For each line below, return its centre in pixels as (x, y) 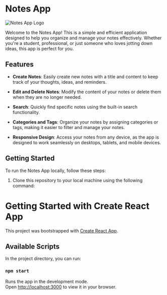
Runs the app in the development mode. (47, 281)
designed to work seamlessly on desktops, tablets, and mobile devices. (87, 142)
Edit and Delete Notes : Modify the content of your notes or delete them (87, 92)
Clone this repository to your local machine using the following (77, 180)
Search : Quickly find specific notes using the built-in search (75, 107)
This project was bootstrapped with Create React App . (62, 230)
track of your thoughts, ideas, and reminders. (60, 82)
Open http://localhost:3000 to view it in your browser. (61, 287)
